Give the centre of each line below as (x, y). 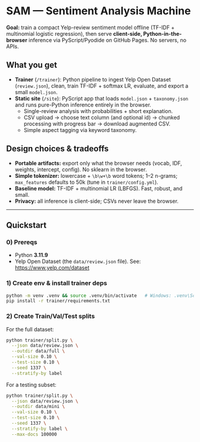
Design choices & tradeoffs (57, 149)
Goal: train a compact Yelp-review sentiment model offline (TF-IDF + (90, 27)
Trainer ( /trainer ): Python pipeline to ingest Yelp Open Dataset (93, 79)
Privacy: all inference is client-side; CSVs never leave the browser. (96, 201)
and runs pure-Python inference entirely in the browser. (83, 105)
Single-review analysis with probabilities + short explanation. (98, 111)
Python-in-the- (162, 33)
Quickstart (26, 225)
